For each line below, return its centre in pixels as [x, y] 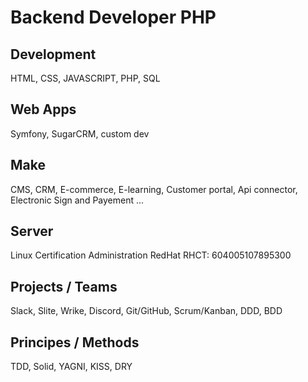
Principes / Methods [75, 342]
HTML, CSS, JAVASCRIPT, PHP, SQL [85, 78]
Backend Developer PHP [113, 17]
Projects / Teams [64, 286]
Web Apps [43, 109]
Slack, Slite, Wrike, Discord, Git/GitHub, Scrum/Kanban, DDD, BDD [146, 311]
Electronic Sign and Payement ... [77, 200]
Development [53, 54]
